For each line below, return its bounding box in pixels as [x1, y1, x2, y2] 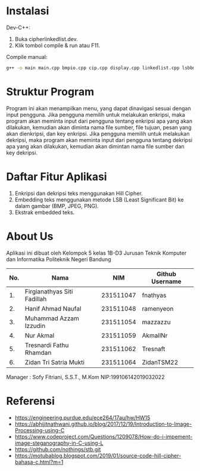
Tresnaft [142, 345, 165, 353]
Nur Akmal [24, 331, 55, 339]
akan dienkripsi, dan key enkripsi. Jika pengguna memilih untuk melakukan [6, 130, 190, 137]
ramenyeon [142, 304, 174, 312]
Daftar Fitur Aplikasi [6, 170, 107, 183]
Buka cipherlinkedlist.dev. [14, 35, 79, 42]
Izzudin [24, 321, 46, 330]
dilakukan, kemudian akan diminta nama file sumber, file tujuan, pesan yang [6, 123, 192, 131]
